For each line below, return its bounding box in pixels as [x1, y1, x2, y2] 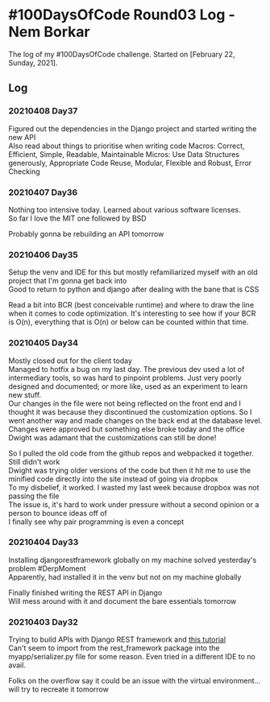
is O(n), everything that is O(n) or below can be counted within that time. [8, 317, 249, 327]
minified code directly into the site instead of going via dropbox [8, 473, 219, 484]
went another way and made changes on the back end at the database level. [8, 415, 263, 425]
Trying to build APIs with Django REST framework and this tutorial [8, 634, 226, 645]
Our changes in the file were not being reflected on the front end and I [8, 398, 242, 408]
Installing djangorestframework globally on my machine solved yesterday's [8, 555, 257, 564]
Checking [8, 167, 40, 176]
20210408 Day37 [8, 105, 78, 117]
